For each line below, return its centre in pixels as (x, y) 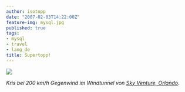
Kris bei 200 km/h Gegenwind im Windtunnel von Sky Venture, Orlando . (93, 83)
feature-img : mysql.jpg (35, 22)
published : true (26, 28)
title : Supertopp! (28, 55)
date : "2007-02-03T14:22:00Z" (43, 17)
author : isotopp (26, 11)
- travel (17, 45)
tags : (13, 33)
